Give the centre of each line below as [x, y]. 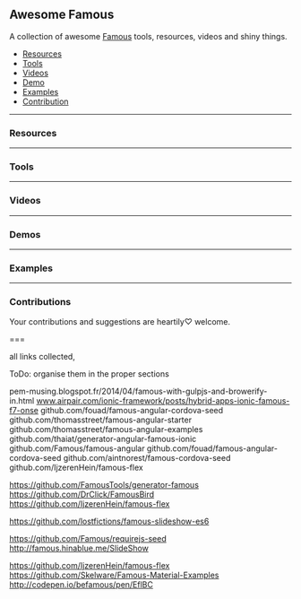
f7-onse [24, 410]
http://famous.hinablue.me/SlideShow [79, 548]
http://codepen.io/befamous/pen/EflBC [82, 584]
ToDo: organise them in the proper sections [90, 373]
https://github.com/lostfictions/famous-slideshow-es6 [109, 521]
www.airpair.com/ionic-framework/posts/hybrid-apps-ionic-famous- [163, 400]
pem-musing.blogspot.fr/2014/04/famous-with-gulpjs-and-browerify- [138, 391]
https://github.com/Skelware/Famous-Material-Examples [114, 575]
